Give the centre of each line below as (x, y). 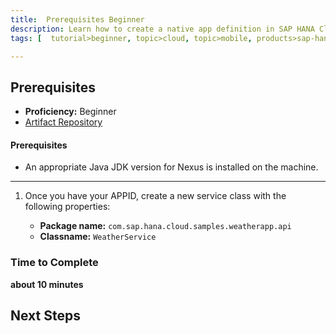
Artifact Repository (63, 122)
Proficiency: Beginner (70, 112)
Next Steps (45, 316)
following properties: (67, 207)
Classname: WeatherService (98, 237)
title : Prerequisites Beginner (77, 19)
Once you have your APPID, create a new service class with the (155, 196)
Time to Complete (54, 263)
